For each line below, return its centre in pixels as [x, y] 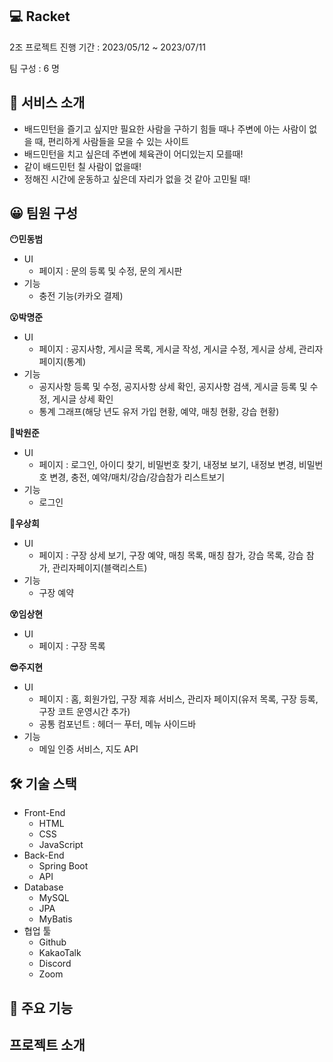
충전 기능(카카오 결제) [81, 296]
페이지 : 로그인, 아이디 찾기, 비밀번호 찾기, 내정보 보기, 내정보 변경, [167, 465]
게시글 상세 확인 [83, 399]
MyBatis [55, 919]
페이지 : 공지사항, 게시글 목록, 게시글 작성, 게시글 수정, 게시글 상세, [167, 349]
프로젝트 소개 [47, 1045]
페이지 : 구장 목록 [72, 646]
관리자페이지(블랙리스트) [100, 568]
